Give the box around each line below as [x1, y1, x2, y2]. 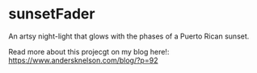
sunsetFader [8, 5, 95, 23]
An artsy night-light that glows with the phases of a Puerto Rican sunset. [8, 31, 250, 41]
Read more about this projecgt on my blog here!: [8, 47, 170, 56]
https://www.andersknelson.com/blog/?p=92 [8, 55, 158, 65]
